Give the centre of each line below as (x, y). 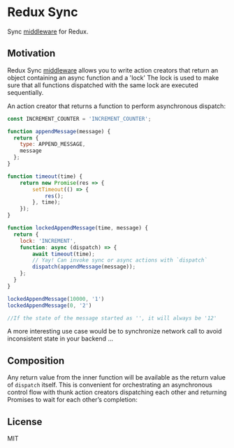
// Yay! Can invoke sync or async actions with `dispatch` (120, 260)
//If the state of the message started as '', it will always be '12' (112, 318)
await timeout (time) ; (64, 254)
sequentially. (25, 92)
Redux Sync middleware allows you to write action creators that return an (113, 70)
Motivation (31, 53)
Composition (36, 360)
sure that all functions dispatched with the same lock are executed (103, 85)
